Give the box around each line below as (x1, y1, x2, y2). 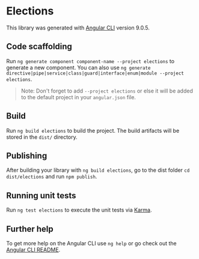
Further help (6, 224, 54, 234)
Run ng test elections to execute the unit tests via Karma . (6, 206, 152, 214)
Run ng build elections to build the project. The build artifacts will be (6, 127, 180, 134)
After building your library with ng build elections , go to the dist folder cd (6, 166, 190, 174)
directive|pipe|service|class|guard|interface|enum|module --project (6, 70, 185, 76)
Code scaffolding (6, 41, 72, 52)
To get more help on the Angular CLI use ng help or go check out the (6, 240, 177, 247)
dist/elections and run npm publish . (6, 173, 97, 180)
